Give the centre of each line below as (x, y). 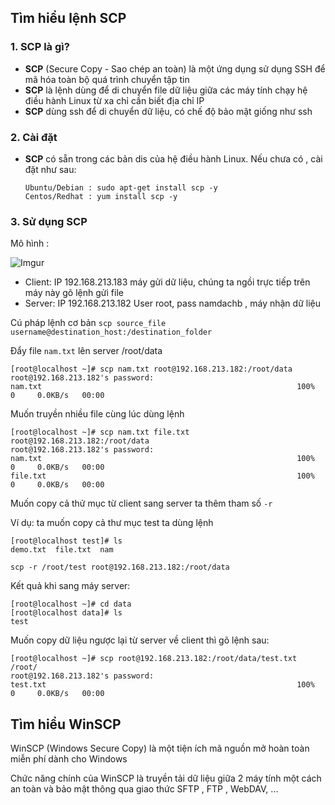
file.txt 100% (162, 476)
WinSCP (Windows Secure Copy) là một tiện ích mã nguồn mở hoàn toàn (160, 748)
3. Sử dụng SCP (49, 221)
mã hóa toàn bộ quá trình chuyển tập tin (107, 79)
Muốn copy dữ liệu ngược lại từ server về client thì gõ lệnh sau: (140, 640)
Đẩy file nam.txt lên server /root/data (86, 351)
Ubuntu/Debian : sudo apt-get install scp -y (121, 187)
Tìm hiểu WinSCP (66, 724)
